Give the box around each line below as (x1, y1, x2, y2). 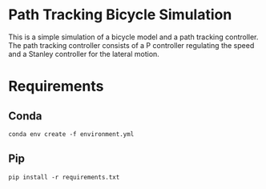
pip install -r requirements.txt (8, 173, 120, 181)
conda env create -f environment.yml (8, 130, 135, 138)
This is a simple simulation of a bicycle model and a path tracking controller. (8, 32, 259, 42)
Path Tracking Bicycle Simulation (8, 6, 232, 24)
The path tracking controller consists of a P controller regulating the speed (8, 40, 255, 50)
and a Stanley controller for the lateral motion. (8, 49, 160, 58)
